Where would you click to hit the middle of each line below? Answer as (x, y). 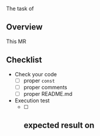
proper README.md (48, 93)
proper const (39, 80)
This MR (16, 41)
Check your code (36, 74)
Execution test (32, 101)
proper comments (45, 87)
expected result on (59, 126)
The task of (20, 9)
